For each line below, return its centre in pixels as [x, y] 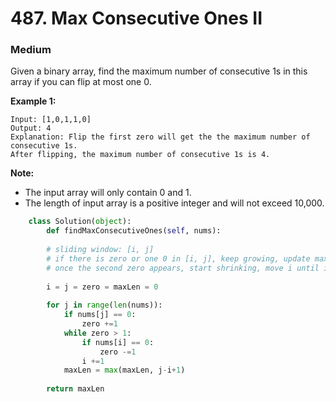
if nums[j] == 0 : [100, 315]
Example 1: [33, 101]
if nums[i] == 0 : [118, 342]
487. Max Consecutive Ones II [136, 18]
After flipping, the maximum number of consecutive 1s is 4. [140, 155]
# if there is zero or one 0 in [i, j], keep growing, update [178, 258]
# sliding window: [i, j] [100, 250]
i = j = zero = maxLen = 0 [102, 287]
